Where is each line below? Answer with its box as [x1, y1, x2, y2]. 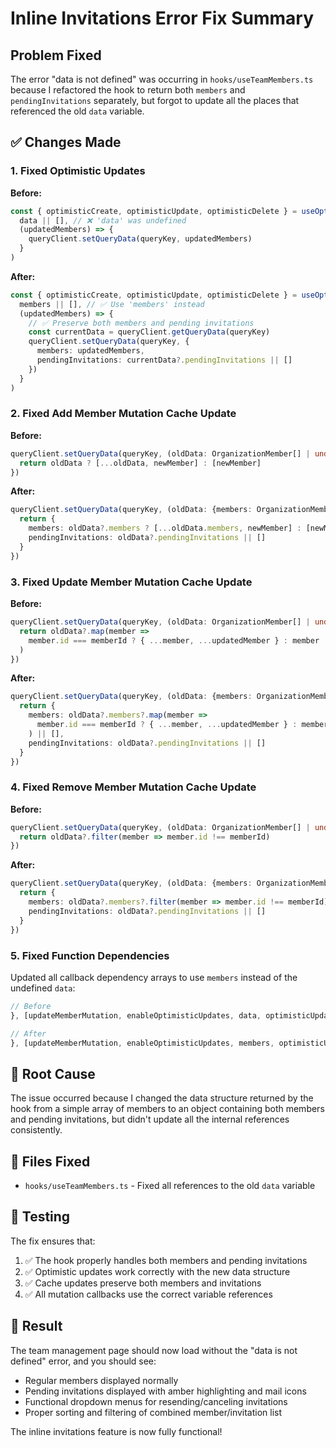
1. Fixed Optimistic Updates [10, 164, 146, 178]
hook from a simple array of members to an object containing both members [10, 1103, 325, 1115]
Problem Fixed [10, 47, 102, 64]
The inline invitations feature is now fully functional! [10, 1425, 223, 1437]
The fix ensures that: [10, 1235, 96, 1247]
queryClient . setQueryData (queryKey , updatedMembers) [28, 234, 253, 244]
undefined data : [10, 982, 76, 994]
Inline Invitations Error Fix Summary [10, 7, 315, 30]
